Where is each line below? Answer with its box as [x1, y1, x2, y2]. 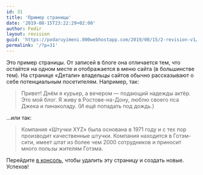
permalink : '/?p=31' [6, 43, 59, 49]
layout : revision [6, 31, 50, 37]
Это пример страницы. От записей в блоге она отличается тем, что [6, 58, 181, 66]
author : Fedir [6, 25, 42, 32]
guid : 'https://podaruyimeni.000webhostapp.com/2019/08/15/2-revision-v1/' [6, 37, 201, 43]
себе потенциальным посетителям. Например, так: [6, 78, 140, 85]
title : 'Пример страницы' [6, 14, 71, 20]
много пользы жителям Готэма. [21, 145, 104, 152]
